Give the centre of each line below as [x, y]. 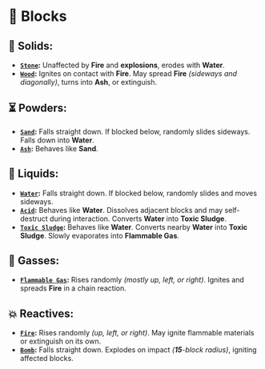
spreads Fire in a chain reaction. [73, 288]
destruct [34, 219]
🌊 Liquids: [34, 174]
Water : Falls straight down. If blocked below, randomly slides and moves [139, 193]
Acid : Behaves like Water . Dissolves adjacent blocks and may [121, 210]
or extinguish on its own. [60, 341]
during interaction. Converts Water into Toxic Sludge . [138, 219]
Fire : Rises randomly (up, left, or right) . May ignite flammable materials [137, 333]
